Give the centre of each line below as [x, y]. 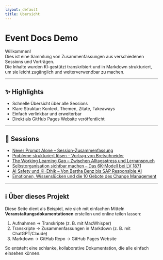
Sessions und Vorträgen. [30, 62]
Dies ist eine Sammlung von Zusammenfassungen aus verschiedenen [74, 57]
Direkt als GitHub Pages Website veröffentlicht [58, 119]
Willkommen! [18, 51]
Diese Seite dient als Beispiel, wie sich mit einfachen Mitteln [65, 209]
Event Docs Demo [42, 38]
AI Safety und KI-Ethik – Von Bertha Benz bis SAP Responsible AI [77, 171]
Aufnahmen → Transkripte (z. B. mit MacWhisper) [62, 223]
